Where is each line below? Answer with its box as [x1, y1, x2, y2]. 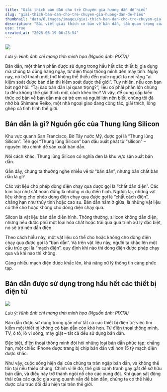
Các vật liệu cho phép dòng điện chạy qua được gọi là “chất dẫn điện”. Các [5, 183, 159, 189]
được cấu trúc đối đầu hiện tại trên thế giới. [5, 381, 93, 387]
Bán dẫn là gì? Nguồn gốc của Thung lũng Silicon [5, 120, 160, 129]
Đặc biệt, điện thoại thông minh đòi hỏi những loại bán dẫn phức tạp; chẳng [5, 340, 160, 346]
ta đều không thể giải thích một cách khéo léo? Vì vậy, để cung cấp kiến [5, 90, 153, 95]
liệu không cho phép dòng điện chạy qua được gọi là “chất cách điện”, [5, 194, 149, 200]
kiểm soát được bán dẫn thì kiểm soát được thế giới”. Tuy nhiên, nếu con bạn [5, 79, 162, 85]
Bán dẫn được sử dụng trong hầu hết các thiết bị [5, 279, 157, 288]
